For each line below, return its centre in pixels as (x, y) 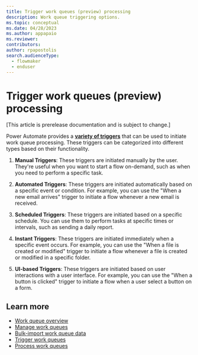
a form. (23, 288)
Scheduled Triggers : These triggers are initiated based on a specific (98, 215)
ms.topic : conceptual (33, 22)
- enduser (23, 67)
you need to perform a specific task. (59, 173)
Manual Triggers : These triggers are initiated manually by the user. (96, 160)
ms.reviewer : (22, 39)
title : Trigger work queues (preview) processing (69, 12)
